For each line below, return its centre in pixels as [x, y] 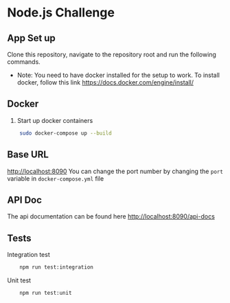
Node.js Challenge [61, 13]
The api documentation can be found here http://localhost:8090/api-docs [111, 216]
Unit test [19, 280]
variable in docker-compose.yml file [56, 178]
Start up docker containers [55, 120]
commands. [24, 62]
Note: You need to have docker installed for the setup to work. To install [118, 75]
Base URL [28, 155]
